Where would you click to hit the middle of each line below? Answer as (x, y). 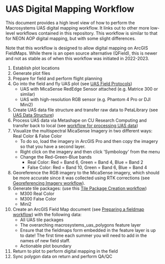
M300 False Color (38, 198)
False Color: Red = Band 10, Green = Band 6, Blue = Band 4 (87, 167)
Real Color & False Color (37, 136)
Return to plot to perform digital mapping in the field (65, 251)
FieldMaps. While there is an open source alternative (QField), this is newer (82, 53)
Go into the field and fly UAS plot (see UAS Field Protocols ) (72, 83)
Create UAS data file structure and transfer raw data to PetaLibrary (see (85, 110)
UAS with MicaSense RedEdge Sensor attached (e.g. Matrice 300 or (89, 89)
